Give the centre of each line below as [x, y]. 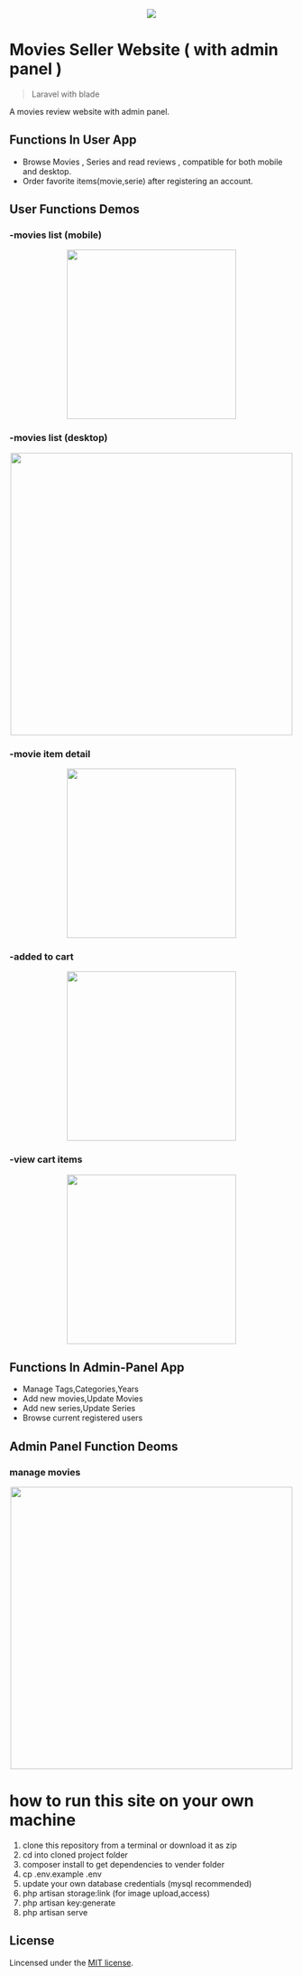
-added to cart [41, 956]
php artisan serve [55, 1913]
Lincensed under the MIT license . [71, 1962]
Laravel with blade [65, 94]
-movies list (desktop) [59, 438]
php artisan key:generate [69, 1903]
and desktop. [47, 171]
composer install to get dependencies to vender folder [124, 1865]
